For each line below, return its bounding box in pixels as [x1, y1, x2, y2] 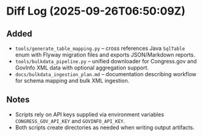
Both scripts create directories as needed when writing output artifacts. [15, 124, 195, 131]
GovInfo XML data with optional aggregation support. [15, 64, 149, 71]
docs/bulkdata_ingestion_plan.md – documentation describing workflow [15, 71, 197, 77]
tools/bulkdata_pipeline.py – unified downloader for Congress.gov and [15, 58, 197, 65]
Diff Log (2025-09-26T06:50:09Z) [6, 4, 186, 18]
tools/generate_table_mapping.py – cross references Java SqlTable [15, 44, 185, 52]
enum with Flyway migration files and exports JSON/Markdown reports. [15, 51, 196, 58]
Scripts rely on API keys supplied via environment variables [15, 111, 165, 118]
